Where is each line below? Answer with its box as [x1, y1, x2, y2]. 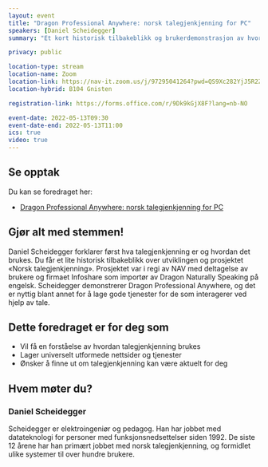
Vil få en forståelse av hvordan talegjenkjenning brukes [19, 342, 201, 351]
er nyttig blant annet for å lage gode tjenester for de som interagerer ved [8, 289, 247, 299]
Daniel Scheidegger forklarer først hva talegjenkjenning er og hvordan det [8, 247, 251, 256]
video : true [8, 137, 48, 144]
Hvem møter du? [8, 382, 93, 395]
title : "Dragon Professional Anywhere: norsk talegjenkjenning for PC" [8, 19, 251, 27]
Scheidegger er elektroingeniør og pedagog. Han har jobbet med [8, 424, 222, 433]
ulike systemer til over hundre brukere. [8, 449, 136, 459]
